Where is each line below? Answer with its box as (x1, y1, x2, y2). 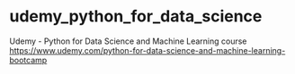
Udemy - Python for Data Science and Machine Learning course (9, 36, 247, 46)
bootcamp (9, 54, 48, 65)
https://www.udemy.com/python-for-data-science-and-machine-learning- (9, 45, 286, 55)
